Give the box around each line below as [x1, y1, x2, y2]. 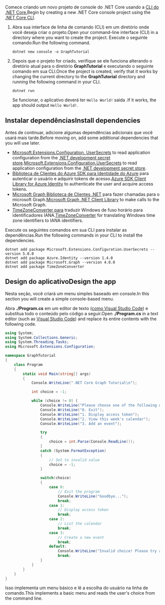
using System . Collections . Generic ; [5, 335, 78, 340]
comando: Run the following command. [12, 40, 91, 46]
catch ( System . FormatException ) [40, 448, 107, 453]
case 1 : [49, 503, 65, 508]
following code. [5, 321, 36, 327]
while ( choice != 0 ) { [31, 398, 78, 403]
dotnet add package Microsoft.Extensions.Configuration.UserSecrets [5, 247, 148, 252]
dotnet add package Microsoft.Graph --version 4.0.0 [5, 260, 115, 265]
